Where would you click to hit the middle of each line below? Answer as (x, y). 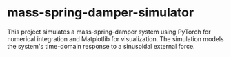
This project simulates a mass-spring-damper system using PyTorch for (109, 32)
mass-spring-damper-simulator (101, 13)
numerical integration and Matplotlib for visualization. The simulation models (115, 38)
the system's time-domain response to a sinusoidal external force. (101, 46)
